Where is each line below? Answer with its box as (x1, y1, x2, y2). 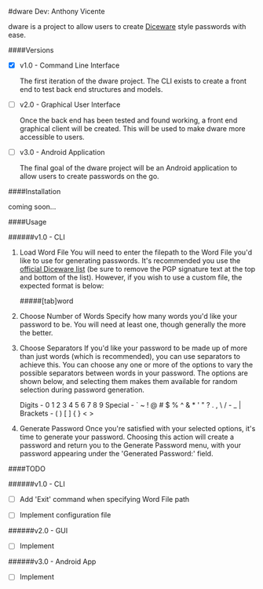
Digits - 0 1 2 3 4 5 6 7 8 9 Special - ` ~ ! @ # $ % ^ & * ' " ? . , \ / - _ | (19, 401, 242, 410)
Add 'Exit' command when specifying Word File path (19, 495, 190, 504)
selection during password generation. (19, 385, 145, 395)
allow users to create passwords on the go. (19, 172, 159, 181)
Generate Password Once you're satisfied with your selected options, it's (19, 424, 256, 434)
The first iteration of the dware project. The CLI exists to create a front (19, 76, 247, 86)
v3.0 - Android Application (19, 148, 105, 157)
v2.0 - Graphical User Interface (19, 100, 121, 109)
